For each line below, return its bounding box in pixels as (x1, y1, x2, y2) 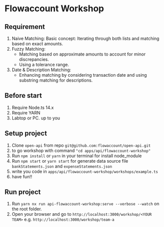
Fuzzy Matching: (11, 46, 46, 52)
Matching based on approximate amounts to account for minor (19, 51, 146, 57)
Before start (4, 91, 42, 100)
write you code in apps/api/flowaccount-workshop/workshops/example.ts (11, 168, 158, 174)
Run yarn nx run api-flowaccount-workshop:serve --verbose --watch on (11, 201, 160, 207)
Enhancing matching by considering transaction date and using (19, 72, 147, 78)
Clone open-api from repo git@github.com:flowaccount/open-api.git (11, 142, 151, 148)
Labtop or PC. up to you (11, 115, 60, 121)
